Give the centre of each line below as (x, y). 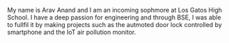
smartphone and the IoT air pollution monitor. (72, 32)
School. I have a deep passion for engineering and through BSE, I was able (114, 17)
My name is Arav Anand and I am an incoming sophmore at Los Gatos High (115, 10)
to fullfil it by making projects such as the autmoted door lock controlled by (115, 25)
